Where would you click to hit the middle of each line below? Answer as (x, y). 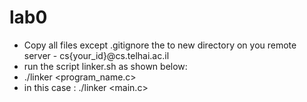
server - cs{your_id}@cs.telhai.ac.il (96, 55)
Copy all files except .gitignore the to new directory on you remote (160, 45)
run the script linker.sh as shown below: (105, 66)
